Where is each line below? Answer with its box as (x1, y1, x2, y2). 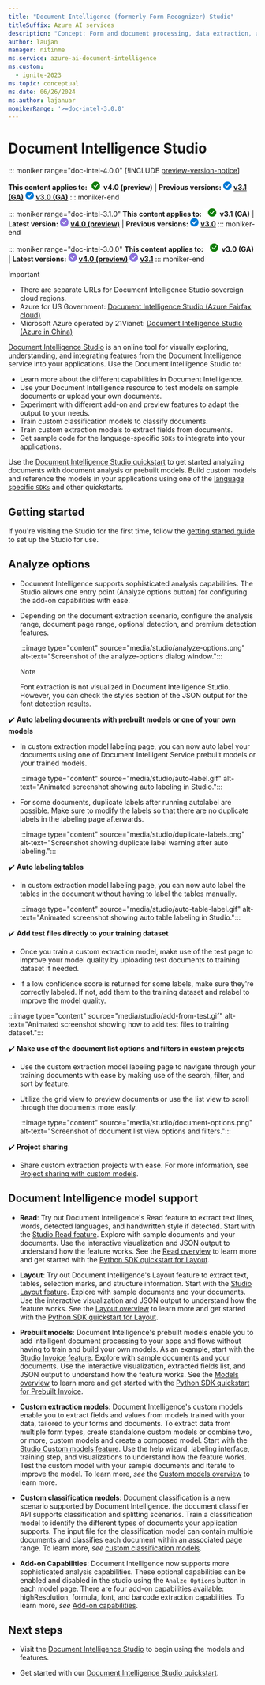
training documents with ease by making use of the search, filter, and (19, 1070, 245, 1080)
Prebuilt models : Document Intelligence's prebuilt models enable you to (19, 1327, 254, 1337)
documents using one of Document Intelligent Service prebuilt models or (19, 750, 256, 759)
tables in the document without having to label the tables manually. (19, 889, 237, 898)
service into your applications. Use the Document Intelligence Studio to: (8, 359, 241, 369)
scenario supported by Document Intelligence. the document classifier (19, 1501, 249, 1511)
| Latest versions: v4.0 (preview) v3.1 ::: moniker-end (8, 254, 205, 264)
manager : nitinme (8, 46, 65, 55)
